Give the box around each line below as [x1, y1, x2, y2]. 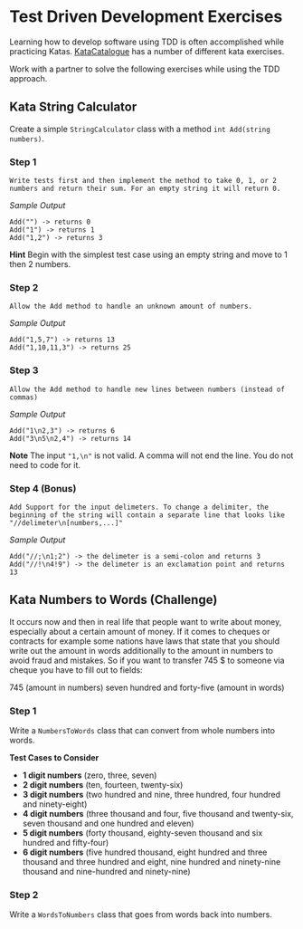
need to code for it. [9, 459, 81, 470]
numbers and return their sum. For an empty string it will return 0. [9, 184, 281, 194]
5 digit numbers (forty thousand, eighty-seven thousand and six [22, 828, 263, 838]
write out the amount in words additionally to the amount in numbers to [9, 645, 274, 656]
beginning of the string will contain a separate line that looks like [9, 510, 285, 520]
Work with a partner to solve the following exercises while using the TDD [9, 63, 280, 74]
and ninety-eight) [22, 799, 88, 809]
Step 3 [9, 364, 39, 377]
